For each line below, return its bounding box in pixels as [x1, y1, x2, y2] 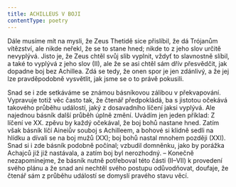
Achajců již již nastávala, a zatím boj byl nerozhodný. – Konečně [7, 149, 194, 157]
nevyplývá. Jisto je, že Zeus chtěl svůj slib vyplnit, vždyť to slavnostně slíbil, [7, 51, 230, 60]
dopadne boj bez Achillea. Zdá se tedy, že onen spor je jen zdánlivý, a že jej [7, 67, 230, 75]
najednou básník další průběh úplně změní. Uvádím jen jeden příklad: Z [7, 111, 215, 119]
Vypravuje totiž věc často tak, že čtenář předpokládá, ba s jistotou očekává [7, 95, 227, 104]
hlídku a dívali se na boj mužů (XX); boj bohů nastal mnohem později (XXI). [7, 133, 226, 142]
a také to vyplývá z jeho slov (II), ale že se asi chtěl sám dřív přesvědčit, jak [7, 59, 227, 68]
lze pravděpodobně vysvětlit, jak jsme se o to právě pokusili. [7, 74, 184, 82]
